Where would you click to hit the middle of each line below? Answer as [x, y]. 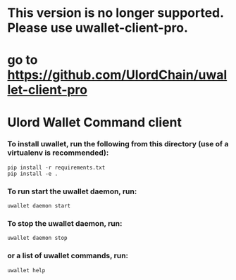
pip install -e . [33, 174]
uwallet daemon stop [38, 238]
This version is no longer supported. [116, 13]
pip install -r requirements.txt [56, 167]
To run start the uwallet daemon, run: [72, 191]
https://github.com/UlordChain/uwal [117, 75]
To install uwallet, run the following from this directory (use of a [118, 144]
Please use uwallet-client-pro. [98, 28]
